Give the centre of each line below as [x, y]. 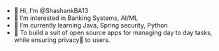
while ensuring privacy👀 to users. [62, 40]
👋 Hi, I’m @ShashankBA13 [51, 11]
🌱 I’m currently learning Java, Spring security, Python [91, 25]
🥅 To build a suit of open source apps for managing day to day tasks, [113, 32]
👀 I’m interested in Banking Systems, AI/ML [76, 18]
